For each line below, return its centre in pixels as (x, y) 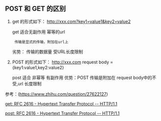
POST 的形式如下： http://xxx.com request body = (62, 62)
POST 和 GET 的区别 (35, 9)
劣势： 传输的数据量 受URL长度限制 (48, 51)
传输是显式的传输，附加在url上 (41, 42)
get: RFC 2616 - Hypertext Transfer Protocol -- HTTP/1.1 (61, 103)
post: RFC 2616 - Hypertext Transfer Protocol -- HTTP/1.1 (62, 113)
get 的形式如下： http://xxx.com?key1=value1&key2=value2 (71, 21)
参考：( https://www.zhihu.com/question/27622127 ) (57, 94)
